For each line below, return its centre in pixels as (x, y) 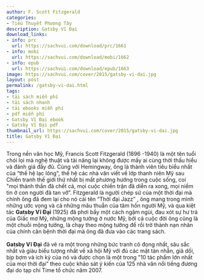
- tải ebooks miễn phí (35, 108)
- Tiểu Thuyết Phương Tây (39, 23)
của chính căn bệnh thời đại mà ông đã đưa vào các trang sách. (86, 231)
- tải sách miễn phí (33, 97)
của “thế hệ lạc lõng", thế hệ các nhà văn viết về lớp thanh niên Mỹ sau (95, 173)
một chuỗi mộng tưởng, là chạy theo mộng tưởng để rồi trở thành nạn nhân (100, 225)
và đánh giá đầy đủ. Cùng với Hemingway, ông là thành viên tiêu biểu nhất (100, 166)
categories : (21, 18)
